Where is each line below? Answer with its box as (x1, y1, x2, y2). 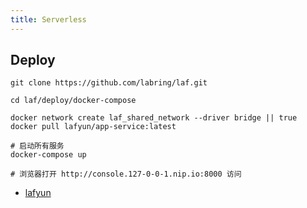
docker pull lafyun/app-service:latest (10, 122, 177, 132)
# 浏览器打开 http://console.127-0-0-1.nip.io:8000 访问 (10, 169, 242, 180)
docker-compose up (10, 150, 87, 160)
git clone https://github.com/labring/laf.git (10, 78, 208, 88)
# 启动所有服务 (10, 141, 65, 151)
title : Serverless (10, 14, 87, 25)
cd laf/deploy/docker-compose (10, 96, 137, 106)
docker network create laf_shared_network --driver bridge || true (10, 113, 298, 123)
